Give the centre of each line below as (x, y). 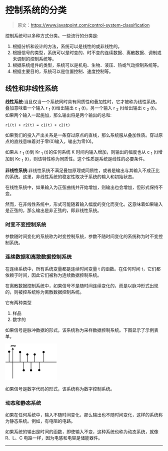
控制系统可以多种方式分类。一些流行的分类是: (52, 35)
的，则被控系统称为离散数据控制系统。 (44, 292)
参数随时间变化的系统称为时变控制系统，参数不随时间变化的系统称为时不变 (82, 236)
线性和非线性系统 (31, 89)
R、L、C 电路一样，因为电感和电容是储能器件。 (54, 438)
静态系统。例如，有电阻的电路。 (42, 421)
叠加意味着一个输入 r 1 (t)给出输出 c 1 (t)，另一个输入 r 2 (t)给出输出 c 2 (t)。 (82, 108)
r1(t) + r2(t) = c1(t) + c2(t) (38, 125)
